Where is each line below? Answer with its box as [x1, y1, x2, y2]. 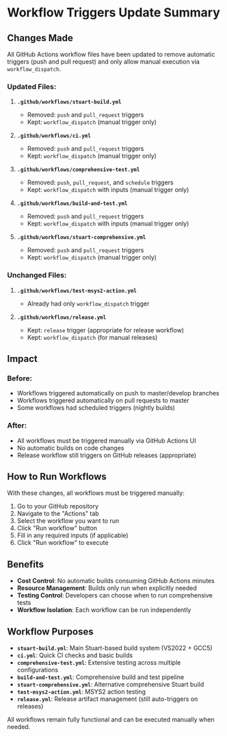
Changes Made [7, 32, 73, 44]
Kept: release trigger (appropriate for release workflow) [27, 326, 185, 334]
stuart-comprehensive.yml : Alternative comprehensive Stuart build [16, 680, 204, 689]
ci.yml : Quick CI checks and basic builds [16, 651, 133, 659]
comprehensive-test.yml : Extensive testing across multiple [16, 659, 181, 667]
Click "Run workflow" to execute [16, 539, 109, 547]
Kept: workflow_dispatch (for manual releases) [27, 333, 158, 341]
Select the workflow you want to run [16, 517, 120, 525]
